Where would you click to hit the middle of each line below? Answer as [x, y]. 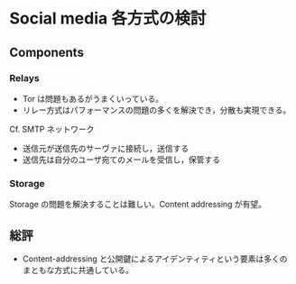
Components [46, 52]
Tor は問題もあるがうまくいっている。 [93, 98]
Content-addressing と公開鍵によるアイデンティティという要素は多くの [155, 259]
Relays [24, 78]
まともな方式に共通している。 [78, 270]
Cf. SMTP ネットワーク [52, 129]
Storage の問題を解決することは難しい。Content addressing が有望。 [138, 205]
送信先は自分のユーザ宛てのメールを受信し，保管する [121, 160]
